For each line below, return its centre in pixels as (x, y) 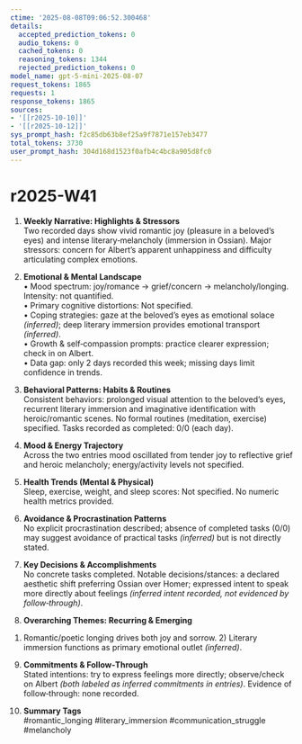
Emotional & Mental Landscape (82, 276)
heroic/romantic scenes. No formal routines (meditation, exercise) (145, 418)
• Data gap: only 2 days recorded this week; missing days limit (139, 363)
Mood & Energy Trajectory (73, 445)
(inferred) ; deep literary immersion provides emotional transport (141, 324)
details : (27, 26)
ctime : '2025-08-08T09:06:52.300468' (81, 18)
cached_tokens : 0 (51, 51)
